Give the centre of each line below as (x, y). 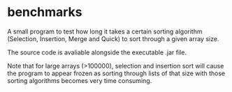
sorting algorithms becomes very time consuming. (80, 80)
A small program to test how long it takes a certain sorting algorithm (105, 31)
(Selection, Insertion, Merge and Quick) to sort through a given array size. (113, 38)
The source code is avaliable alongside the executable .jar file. (97, 52)
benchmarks (45, 12)
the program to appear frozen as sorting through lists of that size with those (116, 73)
